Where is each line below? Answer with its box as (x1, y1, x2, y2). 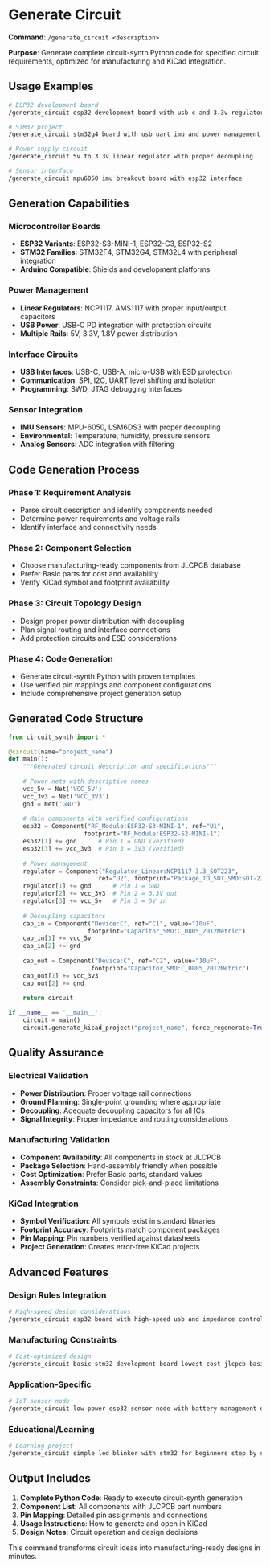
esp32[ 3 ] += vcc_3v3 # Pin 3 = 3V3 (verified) (22, 844, 185, 853)
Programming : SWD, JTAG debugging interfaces (19, 384, 182, 394)
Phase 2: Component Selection (8, 542, 132, 553)
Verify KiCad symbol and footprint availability (19, 577, 170, 588)
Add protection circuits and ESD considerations (19, 633, 178, 642)
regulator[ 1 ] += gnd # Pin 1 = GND (22, 882, 160, 890)
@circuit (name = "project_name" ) (8, 748, 113, 756)
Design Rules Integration (8, 1289, 107, 1300)
